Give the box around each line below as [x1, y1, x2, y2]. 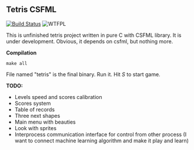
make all [6, 60, 28, 66]
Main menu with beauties [14, 118, 76, 125]
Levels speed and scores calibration [14, 93, 102, 100]
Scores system [14, 100, 51, 107]
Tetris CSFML [6, 5, 57, 15]
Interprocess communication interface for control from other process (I [14, 131, 187, 138]
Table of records [14, 105, 55, 113]
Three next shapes [14, 112, 61, 119]
